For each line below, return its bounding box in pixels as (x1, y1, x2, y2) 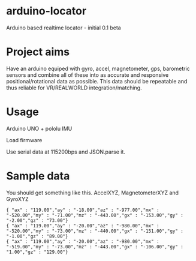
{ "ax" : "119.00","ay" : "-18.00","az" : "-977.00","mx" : (6, 207, 160, 213)
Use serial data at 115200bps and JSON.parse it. (6, 148, 126, 155)
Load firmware (6, 136, 43, 143)
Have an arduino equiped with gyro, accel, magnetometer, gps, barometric (6, 65, 190, 72)
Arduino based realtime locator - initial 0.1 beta (6, 24, 121, 31)
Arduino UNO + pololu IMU (6, 125, 73, 132)
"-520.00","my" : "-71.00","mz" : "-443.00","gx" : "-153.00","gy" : (6, 212, 184, 218)
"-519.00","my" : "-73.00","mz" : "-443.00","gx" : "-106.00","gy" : (6, 244, 184, 250)
